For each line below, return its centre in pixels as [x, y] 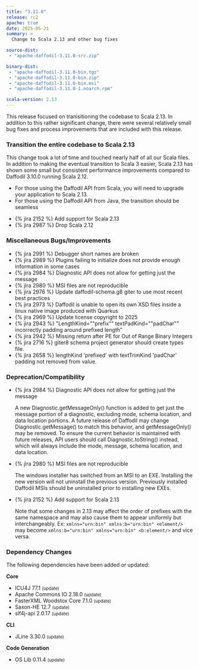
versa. [23, 536]
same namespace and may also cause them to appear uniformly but [98, 517]
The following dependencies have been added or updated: [78, 565]
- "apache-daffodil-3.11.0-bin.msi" [54, 83]
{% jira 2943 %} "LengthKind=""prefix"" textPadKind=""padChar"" [97, 323]
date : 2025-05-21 [28, 28]
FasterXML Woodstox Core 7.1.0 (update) [63, 601]
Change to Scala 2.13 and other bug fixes [65, 39]
